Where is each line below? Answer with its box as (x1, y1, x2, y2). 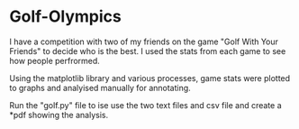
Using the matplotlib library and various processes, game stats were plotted (9, 72, 291, 83)
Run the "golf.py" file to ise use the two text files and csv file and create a (9, 99, 282, 110)
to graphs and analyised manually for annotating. (9, 82, 191, 93)
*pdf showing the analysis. (9, 109, 109, 120)
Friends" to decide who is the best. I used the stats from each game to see (9, 45, 286, 56)
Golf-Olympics (9, 6, 122, 27)
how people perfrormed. (9, 55, 101, 66)
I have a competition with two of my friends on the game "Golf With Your (9, 36, 279, 47)
